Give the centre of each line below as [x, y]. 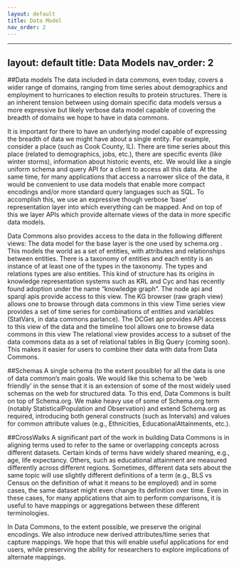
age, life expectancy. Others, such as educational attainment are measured [117, 461]
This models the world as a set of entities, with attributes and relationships [116, 251]
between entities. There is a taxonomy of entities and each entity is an [110, 259]
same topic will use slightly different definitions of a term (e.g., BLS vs [110, 475]
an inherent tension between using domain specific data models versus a [115, 102]
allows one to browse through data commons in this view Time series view [116, 304]
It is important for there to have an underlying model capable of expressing [117, 132]
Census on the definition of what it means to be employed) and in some [112, 483]
